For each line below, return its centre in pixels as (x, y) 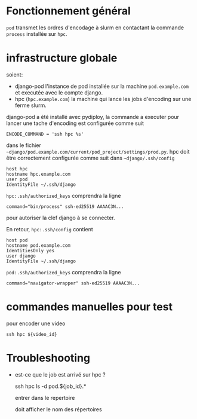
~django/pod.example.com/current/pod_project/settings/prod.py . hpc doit (98, 151)
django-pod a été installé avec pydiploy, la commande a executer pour (93, 117)
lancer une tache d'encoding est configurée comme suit (75, 123)
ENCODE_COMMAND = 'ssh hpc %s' (45, 134)
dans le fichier (24, 145)
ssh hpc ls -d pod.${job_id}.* (50, 386)
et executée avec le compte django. (59, 92)
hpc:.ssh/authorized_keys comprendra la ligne (64, 195)
